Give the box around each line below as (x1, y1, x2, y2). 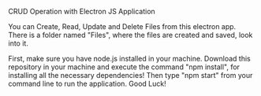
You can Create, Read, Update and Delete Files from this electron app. (8, 22, 237, 31)
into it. (8, 39, 29, 48)
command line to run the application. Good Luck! (8, 79, 167, 88)
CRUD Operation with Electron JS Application (8, 7, 155, 16)
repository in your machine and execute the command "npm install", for (8, 62, 240, 72)
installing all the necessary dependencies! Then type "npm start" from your (8, 71, 253, 79)
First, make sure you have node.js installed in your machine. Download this (8, 54, 251, 63)
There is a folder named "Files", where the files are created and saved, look (8, 31, 253, 39)
